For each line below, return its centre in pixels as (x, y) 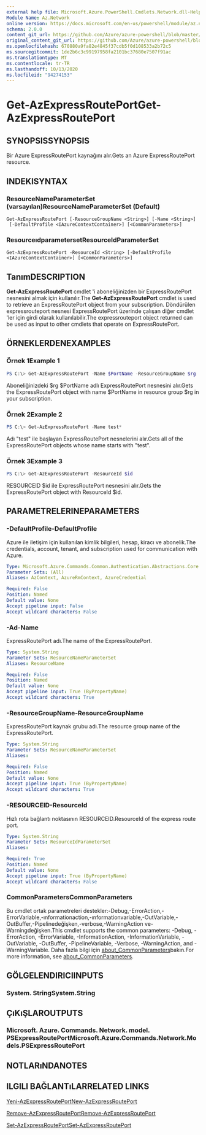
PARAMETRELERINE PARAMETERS (73, 511)
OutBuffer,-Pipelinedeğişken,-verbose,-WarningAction (75, 923)
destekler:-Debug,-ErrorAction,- (124, 910)
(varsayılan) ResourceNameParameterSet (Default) (83, 206)
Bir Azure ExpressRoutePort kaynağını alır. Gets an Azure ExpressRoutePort (101, 156)
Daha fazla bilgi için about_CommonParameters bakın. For (123, 950)
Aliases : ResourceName (35, 663)
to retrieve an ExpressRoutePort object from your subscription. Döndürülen (101, 305)
